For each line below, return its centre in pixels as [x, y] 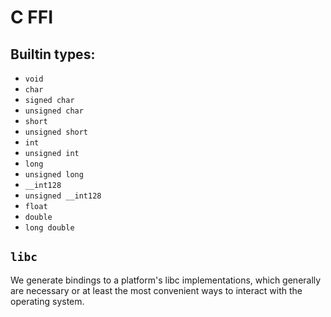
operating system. [47, 301]
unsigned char [54, 111]
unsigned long [54, 175]
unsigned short [56, 132]
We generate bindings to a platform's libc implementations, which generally [166, 280]
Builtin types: [53, 54]
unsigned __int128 [63, 196]
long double [49, 228]
